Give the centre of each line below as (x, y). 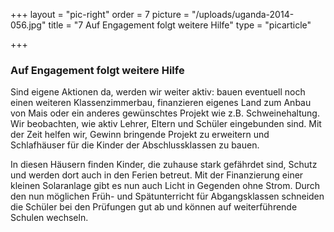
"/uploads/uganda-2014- (243, 14)
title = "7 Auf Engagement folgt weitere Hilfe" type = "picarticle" (180, 25)
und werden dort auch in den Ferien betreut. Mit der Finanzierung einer (157, 175)
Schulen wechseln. (49, 218)
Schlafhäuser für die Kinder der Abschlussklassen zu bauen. (135, 145)
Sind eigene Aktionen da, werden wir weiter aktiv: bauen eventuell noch (158, 92)
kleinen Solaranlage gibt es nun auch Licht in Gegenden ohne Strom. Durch (165, 186)
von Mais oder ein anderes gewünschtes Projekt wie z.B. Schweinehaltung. (165, 113)
